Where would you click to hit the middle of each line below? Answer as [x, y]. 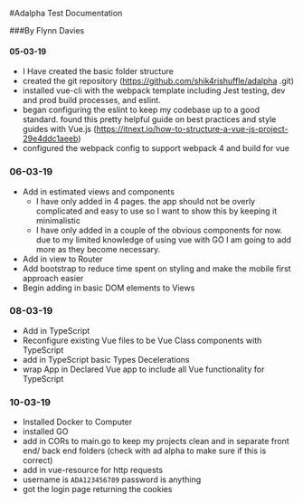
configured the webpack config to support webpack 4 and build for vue [156, 148]
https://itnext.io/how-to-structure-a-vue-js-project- [192, 129]
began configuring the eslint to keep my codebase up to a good [141, 110]
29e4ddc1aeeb [50, 138]
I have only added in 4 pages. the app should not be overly [146, 201]
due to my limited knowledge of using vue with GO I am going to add [164, 240]
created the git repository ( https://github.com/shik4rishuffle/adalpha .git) [158, 81]
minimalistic [58, 220]
